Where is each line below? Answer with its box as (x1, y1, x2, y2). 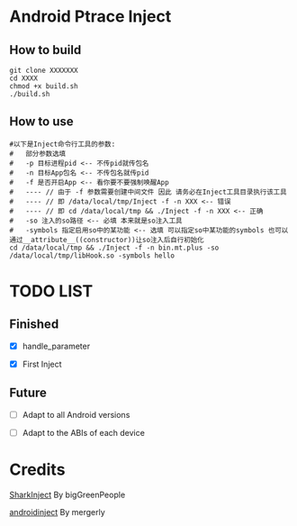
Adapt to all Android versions (22, 409, 130, 420)
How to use (9, 114, 74, 130)
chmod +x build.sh (9, 82, 78, 91)
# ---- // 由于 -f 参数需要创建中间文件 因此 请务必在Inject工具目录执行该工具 (9, 187, 287, 196)
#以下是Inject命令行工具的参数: (9, 140, 116, 149)
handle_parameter (22, 340, 91, 351)
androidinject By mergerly (9, 506, 105, 517)
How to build (9, 42, 82, 58)
